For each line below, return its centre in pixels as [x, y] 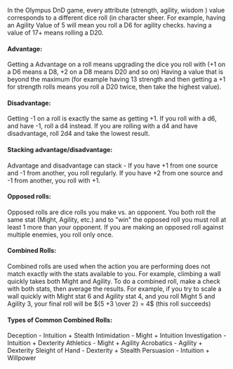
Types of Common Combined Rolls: [60, 320]
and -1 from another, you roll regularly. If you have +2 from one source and [115, 173]
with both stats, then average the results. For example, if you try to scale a [114, 289]
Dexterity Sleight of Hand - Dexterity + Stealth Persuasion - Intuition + [108, 351]
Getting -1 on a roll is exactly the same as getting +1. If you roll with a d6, [112, 118]
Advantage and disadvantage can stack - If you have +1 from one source [113, 165]
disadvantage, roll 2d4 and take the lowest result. [79, 134]
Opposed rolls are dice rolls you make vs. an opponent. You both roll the [112, 212]
